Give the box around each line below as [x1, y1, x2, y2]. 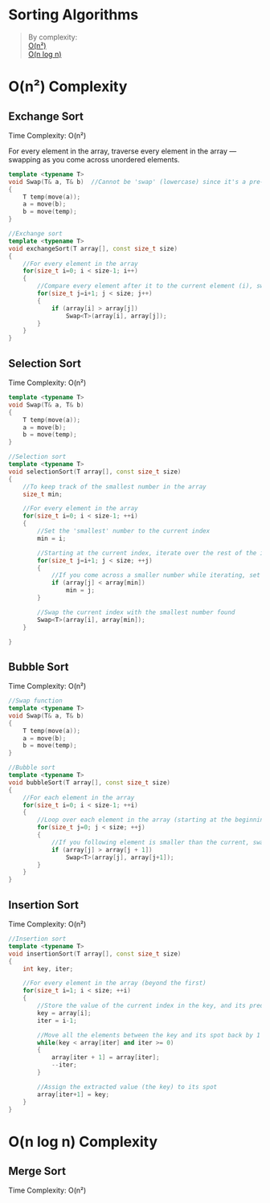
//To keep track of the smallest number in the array [22, 482, 207, 491]
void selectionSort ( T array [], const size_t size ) [8, 468, 182, 476]
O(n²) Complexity [8, 78, 128, 96]
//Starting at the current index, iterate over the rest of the [37, 549, 257, 557]
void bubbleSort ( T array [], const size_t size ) [8, 778, 171, 787]
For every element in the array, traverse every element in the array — [8, 146, 237, 156]
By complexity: [27, 32, 78, 42]
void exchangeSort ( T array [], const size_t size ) [8, 244, 178, 252]
